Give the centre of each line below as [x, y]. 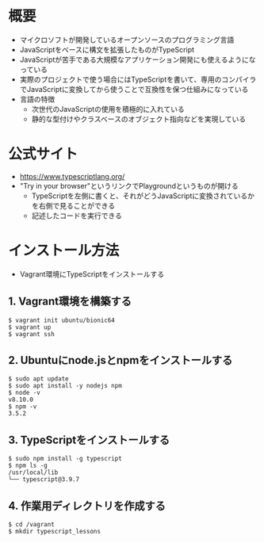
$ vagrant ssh [32, 334]
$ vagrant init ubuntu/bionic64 [61, 320]
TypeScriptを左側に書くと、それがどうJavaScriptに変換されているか [143, 196]
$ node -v [25, 393]
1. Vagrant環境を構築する [70, 302]
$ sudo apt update [38, 379]
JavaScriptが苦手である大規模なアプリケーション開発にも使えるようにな [138, 59]
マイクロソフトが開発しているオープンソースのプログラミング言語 [127, 40]
